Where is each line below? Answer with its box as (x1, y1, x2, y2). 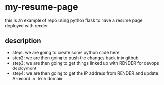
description (5, 37, 41, 45)
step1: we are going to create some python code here (12, 50, 120, 55)
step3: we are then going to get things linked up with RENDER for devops (12, 60, 159, 66)
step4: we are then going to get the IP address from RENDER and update (12, 70, 159, 76)
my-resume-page (5, 1, 78, 13)
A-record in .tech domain (12, 75, 62, 81)
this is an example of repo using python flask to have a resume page (5, 17, 143, 23)
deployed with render (5, 22, 48, 28)
